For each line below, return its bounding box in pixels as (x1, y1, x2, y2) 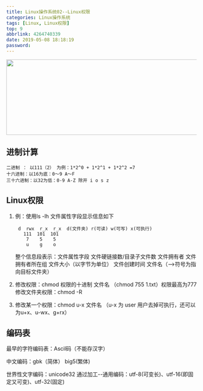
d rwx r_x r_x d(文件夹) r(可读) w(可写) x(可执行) (18, 226, 153, 232)
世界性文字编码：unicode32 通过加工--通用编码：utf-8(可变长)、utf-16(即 (6, 370, 188, 378)
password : (6, 43, 31, 49)
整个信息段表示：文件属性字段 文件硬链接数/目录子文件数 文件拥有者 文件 (14, 253, 196, 260)
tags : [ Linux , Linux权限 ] (6, 20, 70, 26)
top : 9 (6, 25, 23, 32)
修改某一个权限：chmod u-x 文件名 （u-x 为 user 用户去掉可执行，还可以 (14, 301, 196, 308)
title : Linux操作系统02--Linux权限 (6, 8, 91, 15)
